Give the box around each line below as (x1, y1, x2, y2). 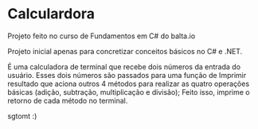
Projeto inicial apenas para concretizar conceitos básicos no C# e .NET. (7, 46, 243, 56)
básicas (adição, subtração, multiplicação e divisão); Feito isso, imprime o (7, 87, 250, 96)
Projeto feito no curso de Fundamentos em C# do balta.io (7, 31, 196, 41)
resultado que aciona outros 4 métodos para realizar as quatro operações (7, 79, 250, 88)
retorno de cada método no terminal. (7, 96, 128, 105)
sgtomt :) (7, 111, 37, 120)
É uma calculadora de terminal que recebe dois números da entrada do (7, 61, 240, 72)
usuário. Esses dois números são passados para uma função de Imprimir (7, 70, 247, 80)
